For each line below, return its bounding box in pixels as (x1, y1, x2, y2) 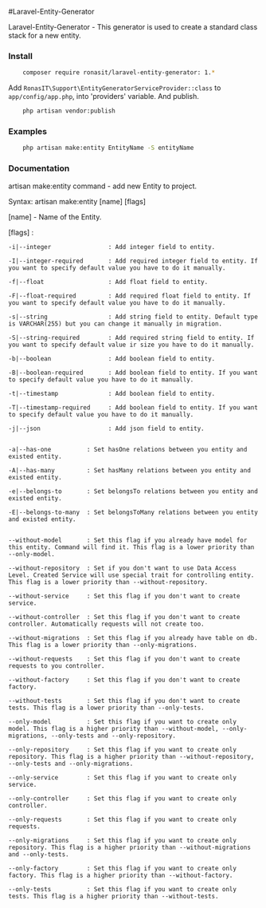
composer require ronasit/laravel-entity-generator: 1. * (22, 69, 216, 77)
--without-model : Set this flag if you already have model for (8, 536, 248, 544)
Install (8, 50, 33, 61)
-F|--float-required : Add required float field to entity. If (8, 291, 251, 300)
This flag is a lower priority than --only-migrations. (8, 641, 198, 649)
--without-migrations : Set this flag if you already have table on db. (8, 634, 259, 642)
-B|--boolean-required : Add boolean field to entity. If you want (8, 369, 259, 377)
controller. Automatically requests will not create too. (8, 620, 205, 628)
